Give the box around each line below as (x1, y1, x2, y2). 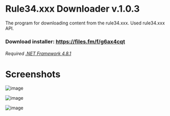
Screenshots (5, 68, 61, 80)
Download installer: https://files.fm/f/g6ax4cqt (5, 38, 125, 45)
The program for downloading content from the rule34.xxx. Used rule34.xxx (5, 20, 165, 26)
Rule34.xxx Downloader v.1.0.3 (5, 3, 140, 15)
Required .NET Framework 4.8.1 (5, 50, 71, 56)
